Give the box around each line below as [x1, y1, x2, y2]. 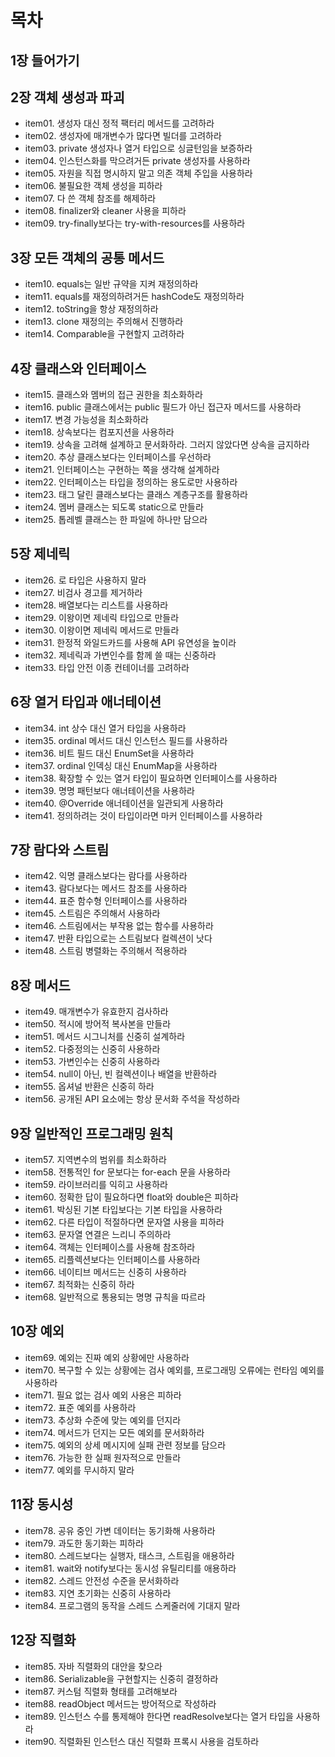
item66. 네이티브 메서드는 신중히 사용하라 [24, 1266, 187, 1278]
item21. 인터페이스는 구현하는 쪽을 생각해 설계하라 [24, 464, 220, 476]
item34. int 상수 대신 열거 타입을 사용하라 [24, 722, 187, 734]
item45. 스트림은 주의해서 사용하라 [24, 907, 161, 920]
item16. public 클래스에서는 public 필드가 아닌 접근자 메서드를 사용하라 [24, 401, 302, 413]
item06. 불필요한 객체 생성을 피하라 [24, 180, 163, 192]
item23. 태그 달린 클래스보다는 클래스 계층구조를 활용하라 [24, 489, 248, 501]
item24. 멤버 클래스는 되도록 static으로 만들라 [24, 501, 204, 513]
